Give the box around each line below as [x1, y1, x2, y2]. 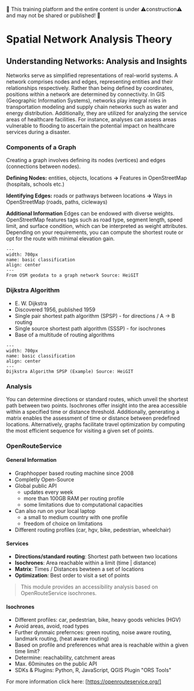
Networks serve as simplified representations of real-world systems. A [6, 72, 179, 79]
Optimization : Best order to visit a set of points [14, 572, 130, 579]
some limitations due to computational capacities [23, 501, 143, 509]
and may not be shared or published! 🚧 [6, 12, 101, 19]
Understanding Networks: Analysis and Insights [6, 56, 187, 66]
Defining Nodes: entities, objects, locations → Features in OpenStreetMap [6, 175, 187, 182]
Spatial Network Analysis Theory [6, 33, 173, 46]
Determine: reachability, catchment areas [14, 654, 115, 661]
